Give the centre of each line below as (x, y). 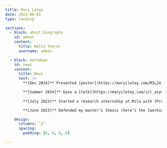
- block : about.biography (37, 33)
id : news (23, 65)
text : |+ (27, 78)
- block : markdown (29, 60)
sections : (15, 28)
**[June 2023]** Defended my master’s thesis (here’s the (84, 110)
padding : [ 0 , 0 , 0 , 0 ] (46, 133)
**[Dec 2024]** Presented (50, 83)
